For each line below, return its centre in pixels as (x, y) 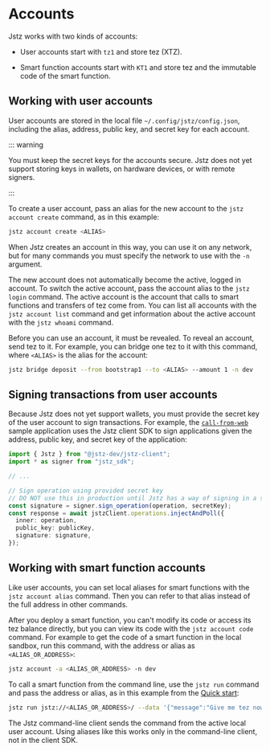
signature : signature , (53, 536)
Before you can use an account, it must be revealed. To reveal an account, (131, 337)
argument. (25, 264)
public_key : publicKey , (55, 528)
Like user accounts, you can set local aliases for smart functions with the (129, 587)
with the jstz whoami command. (61, 322)
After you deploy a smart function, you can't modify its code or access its (130, 620)
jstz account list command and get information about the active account (132, 313)
